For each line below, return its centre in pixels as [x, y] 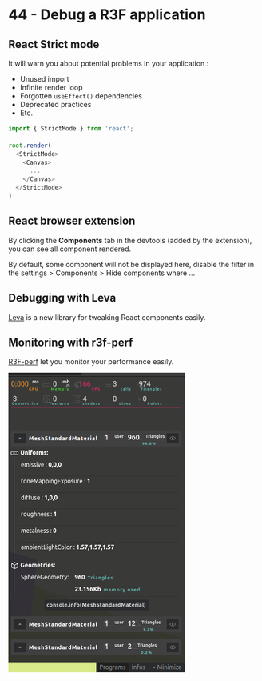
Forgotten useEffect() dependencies [81, 96]
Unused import [44, 79]
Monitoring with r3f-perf [71, 342]
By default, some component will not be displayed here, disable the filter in [131, 264]
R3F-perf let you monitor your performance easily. [91, 362]
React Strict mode [54, 44]
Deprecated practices [56, 104]
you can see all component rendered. [70, 249]
